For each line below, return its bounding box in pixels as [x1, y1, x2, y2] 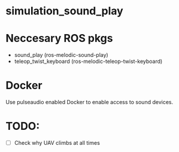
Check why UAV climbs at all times [14, 139, 100, 146]
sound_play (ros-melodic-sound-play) [14, 51, 108, 59]
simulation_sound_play [5, 4, 123, 18]
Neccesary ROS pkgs [5, 32, 113, 45]
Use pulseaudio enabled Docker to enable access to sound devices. [5, 99, 174, 106]
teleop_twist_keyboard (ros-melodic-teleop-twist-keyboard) [14, 58, 163, 65]
